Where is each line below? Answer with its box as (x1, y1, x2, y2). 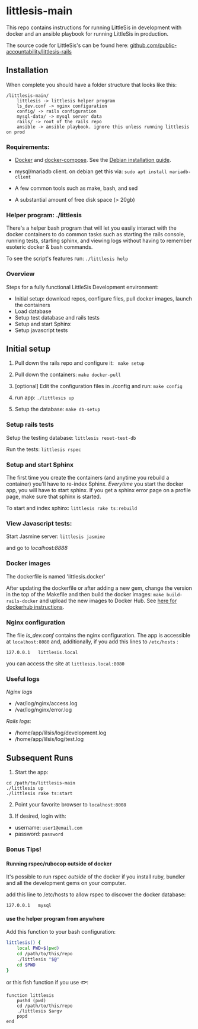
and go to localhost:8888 (6, 545, 68, 552)
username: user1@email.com (14, 824, 83, 831)
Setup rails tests (6, 421, 55, 429)
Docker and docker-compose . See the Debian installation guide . (14, 157, 171, 164)
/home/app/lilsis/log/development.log (14, 729, 107, 736)
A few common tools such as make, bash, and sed (14, 184, 138, 192)
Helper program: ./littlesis (6, 211, 82, 219)
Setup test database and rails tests (14, 314, 100, 321)
